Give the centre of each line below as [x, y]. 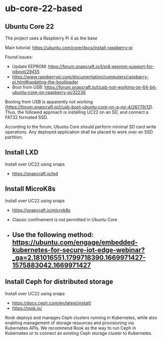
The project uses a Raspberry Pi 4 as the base [51, 38]
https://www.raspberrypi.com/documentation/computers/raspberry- [80, 77]
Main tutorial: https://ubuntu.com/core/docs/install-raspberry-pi [69, 47]
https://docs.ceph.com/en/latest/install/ [52, 303]
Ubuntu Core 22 [30, 27]
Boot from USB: [28, 87]
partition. [14, 137]
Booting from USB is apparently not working [49, 102]
